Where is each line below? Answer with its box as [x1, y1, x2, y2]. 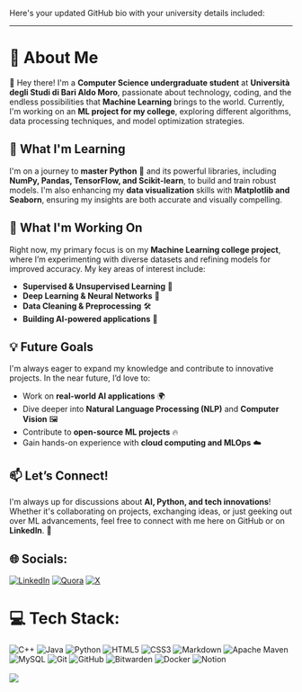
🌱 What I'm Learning [9, 141, 126, 157]
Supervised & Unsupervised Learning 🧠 [22, 281, 173, 292]
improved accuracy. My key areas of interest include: [9, 263, 206, 274]
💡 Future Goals [9, 339, 94, 355]
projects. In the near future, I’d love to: [9, 373, 151, 383]
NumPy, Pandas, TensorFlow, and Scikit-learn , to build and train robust [9, 175, 277, 185]
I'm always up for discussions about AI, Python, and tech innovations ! [9, 497, 271, 508]
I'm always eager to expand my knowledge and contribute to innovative [9, 364, 274, 374]
